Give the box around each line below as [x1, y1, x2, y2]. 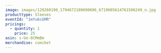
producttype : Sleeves [5, 12, 51, 17]
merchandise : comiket [5, 40, 51, 45]
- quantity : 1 [10, 26, 40, 31]
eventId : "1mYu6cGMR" [5, 17, 51, 22]
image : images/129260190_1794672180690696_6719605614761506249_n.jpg [5, 7, 156, 13]
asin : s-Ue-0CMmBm [5, 36, 44, 41]
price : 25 [14, 31, 36, 36]
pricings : [5, 21, 26, 27]
